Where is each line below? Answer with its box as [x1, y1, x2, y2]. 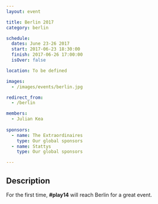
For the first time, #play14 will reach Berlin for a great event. [6, 191, 152, 198]
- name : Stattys [11, 143, 51, 149]
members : [6, 111, 28, 116]
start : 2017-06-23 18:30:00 [11, 46, 81, 52]
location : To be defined [6, 68, 67, 73]
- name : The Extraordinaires [11, 132, 83, 138]
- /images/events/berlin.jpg [11, 83, 83, 90]
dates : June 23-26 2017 [11, 41, 70, 47]
